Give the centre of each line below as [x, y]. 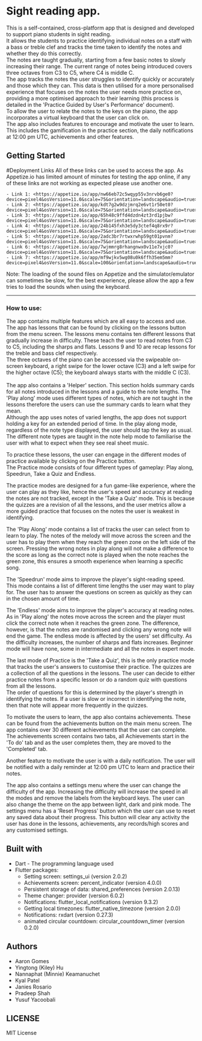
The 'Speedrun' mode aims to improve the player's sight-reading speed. [96, 580]
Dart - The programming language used [64, 863]
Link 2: [21, 204]
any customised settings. [37, 830]
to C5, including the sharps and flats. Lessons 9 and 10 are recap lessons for [101, 347]
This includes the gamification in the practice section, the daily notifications [100, 130]
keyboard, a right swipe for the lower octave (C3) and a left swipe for [110, 366]
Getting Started [36, 156]
